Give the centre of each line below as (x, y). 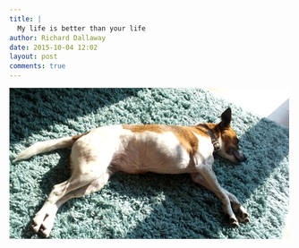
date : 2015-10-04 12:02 (54, 47)
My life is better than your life (81, 28)
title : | (26, 19)
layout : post (34, 57)
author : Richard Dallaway (57, 38)
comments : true (38, 66)
